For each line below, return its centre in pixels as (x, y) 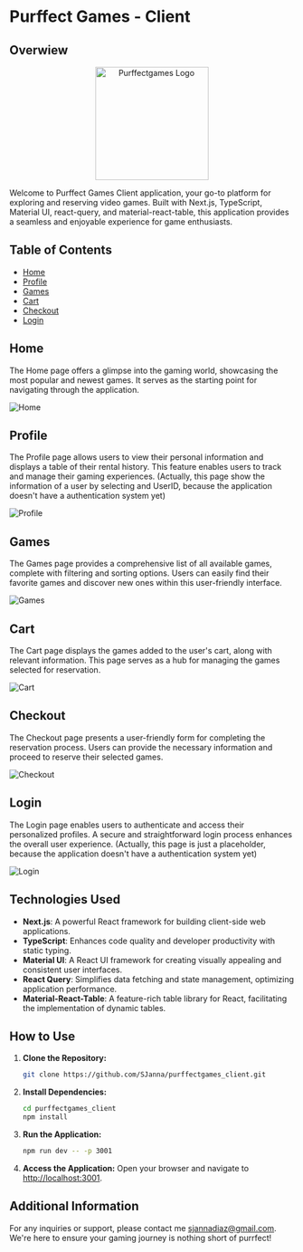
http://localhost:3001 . (62, 1178)
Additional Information (74, 1206)
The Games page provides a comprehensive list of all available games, (141, 564)
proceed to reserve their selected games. (86, 757)
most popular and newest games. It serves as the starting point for (133, 380)
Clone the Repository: (64, 1058)
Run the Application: (62, 1134)
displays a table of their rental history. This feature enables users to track (146, 467)
